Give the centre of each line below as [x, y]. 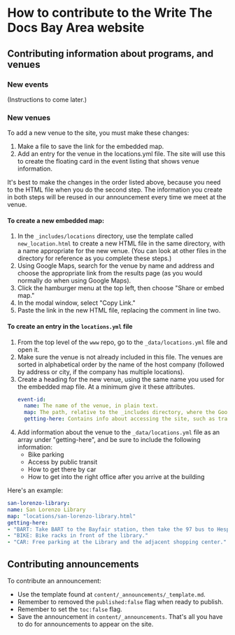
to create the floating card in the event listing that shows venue [108, 162]
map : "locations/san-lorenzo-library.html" [72, 516]
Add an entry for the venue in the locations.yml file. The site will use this [121, 154]
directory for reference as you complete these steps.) [94, 258]
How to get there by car [62, 469]
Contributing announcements [73, 564]
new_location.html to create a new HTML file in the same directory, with [121, 243]
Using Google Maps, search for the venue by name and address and [116, 266]
